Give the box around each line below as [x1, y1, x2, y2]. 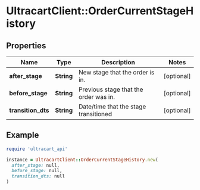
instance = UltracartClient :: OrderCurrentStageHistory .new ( [6, 157, 159, 163]
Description [101, 58, 136, 66]
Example [6, 130, 39, 141]
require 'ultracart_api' [6, 146, 68, 152]
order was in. [78, 93, 115, 101]
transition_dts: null [11, 173, 65, 179]
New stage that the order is [78, 68, 155, 76]
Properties [6, 41, 46, 51]
